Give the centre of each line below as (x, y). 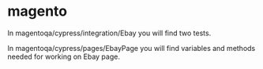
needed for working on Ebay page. (64, 56)
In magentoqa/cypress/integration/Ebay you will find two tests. (109, 33)
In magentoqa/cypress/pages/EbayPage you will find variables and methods (131, 48)
